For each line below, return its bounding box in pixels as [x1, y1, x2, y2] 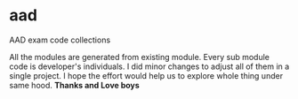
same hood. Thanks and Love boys [9, 80, 140, 90]
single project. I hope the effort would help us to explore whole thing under [9, 70, 283, 80]
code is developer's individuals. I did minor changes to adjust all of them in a [9, 61, 290, 72]
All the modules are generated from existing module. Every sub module [9, 51, 270, 62]
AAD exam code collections [9, 34, 111, 45]
